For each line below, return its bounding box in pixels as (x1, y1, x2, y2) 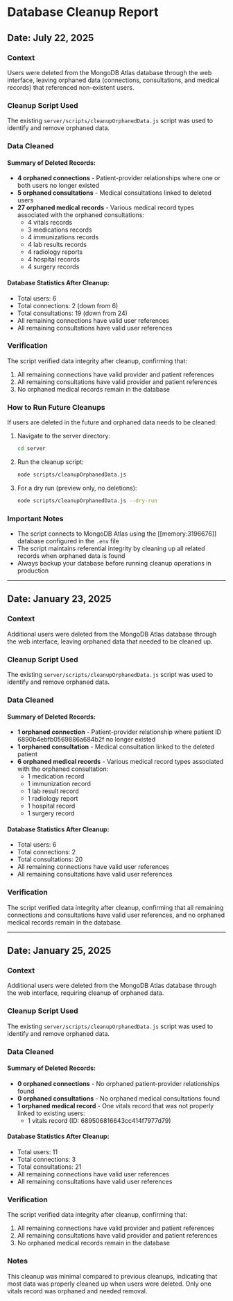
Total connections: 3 (17, 1155, 76, 1163)
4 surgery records (27, 262, 80, 271)
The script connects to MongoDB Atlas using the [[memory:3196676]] (17, 529, 217, 538)
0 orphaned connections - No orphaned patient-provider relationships (17, 1079, 221, 1087)
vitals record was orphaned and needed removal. (7, 1286, 148, 1295)
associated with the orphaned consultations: (17, 211, 144, 219)
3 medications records (27, 225, 92, 234)
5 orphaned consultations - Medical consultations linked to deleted (17, 189, 212, 197)
